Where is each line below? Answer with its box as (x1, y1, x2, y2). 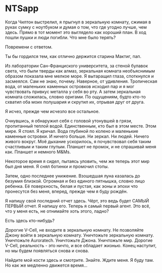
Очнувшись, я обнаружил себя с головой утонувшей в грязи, (5, 118, 132, 124)
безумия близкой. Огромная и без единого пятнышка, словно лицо (5, 178, 145, 184)
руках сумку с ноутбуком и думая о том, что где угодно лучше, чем (5, 24, 147, 30)
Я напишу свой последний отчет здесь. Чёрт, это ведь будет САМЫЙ (5, 198, 149, 203)
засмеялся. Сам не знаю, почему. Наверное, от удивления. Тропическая (5, 78, 157, 84)
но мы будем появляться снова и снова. (5, 248, 89, 254)
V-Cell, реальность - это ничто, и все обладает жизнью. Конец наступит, (5, 242, 157, 248)
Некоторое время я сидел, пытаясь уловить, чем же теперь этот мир (5, 158, 150, 164)
